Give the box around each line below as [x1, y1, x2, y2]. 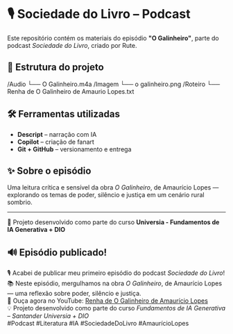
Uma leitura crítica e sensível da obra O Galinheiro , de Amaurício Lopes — [7, 183, 219, 192]
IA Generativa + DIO [7, 226, 66, 234]
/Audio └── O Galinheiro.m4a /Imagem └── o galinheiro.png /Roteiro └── [7, 80, 221, 88]
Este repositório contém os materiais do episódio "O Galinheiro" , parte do [7, 33, 220, 42]
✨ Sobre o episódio [7, 165, 92, 176]
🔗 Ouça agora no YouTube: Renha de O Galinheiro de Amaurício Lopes [7, 297, 208, 305]
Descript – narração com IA [17, 130, 97, 138]
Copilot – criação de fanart [17, 137, 95, 146]
